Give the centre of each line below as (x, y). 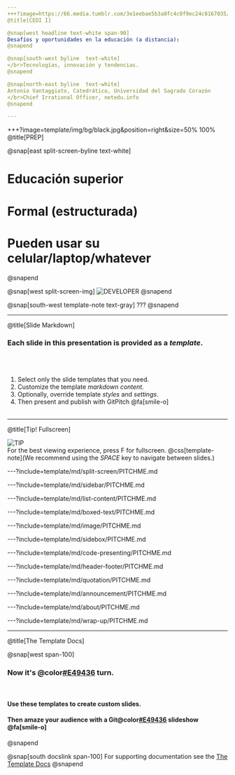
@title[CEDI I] (29, 20)
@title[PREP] (26, 137)
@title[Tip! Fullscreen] (39, 429)
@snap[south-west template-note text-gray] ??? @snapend (93, 305)
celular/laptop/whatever (79, 258)
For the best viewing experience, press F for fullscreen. (87, 450)
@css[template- (191, 450)
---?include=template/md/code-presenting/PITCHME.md (89, 553)
